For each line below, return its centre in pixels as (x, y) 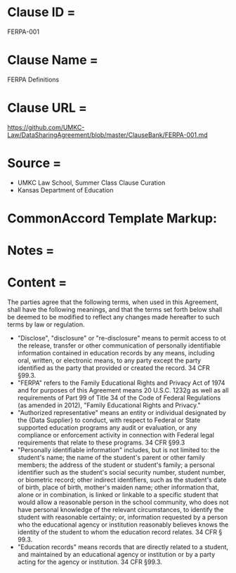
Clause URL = (47, 108)
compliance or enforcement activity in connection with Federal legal (116, 435)
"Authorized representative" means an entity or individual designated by (122, 413)
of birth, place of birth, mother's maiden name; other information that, (118, 487)
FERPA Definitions (33, 79)
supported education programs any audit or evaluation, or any (107, 428)
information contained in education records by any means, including (116, 353)
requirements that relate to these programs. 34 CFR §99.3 (101, 442)
